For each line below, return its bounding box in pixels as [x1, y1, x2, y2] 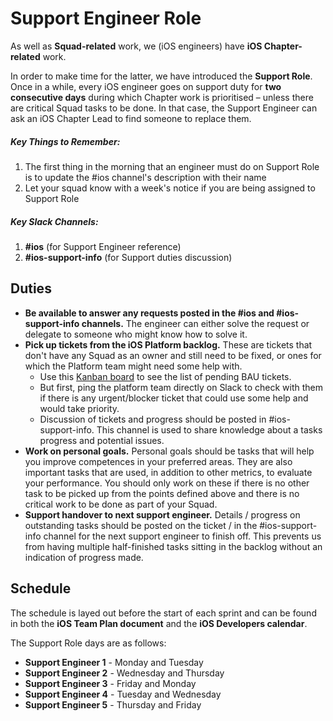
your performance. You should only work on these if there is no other [24, 477, 310, 489]
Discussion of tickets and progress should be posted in [39, 413, 267, 425]
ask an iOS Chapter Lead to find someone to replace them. [10, 112, 252, 124]
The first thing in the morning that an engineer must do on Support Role [24, 160, 320, 172]
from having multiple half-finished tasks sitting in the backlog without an [24, 540, 323, 552]
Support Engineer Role [10, 7, 202, 30]
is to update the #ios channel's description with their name [24, 171, 267, 183]
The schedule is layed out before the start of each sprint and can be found [10, 607, 317, 619]
